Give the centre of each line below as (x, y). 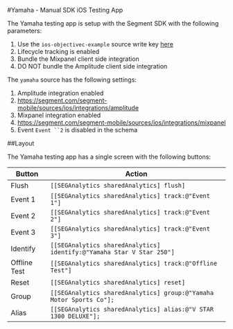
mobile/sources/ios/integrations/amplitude (78, 108)
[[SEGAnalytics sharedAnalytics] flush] (118, 185)
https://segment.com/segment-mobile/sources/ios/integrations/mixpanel (121, 123)
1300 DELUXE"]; (75, 316)
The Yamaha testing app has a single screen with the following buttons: (109, 157)
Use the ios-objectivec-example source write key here (95, 44)
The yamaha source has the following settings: (72, 80)
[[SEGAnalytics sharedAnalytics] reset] (118, 282)
